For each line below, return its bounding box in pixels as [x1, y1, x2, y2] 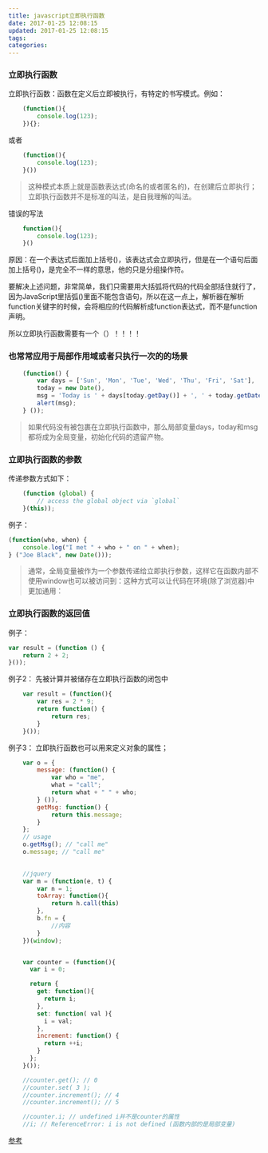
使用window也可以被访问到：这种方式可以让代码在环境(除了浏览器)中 [27, 576, 255, 586]
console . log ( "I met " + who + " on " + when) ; [22, 543, 180, 552]
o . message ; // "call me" [22, 848, 105, 856]
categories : [8, 42, 48, 50]
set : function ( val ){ [37, 1009, 112, 1018]
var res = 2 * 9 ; [37, 697, 94, 706]
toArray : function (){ [37, 892, 109, 900]
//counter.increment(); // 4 [22, 1091, 120, 1099]
